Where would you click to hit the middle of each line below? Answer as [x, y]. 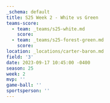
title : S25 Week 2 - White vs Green [52, 18]
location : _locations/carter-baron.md [55, 51]
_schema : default [28, 12]
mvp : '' [16, 79]
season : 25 [20, 68]
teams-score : [23, 23]
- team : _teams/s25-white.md [48, 29]
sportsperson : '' [28, 91]
